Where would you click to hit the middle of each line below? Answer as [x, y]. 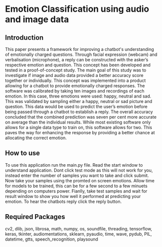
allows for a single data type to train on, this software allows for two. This [79, 127]
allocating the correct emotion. [36, 138]
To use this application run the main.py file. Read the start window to [74, 165]
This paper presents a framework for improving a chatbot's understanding [80, 49]
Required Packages [35, 217]
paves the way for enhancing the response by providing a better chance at [80, 133]
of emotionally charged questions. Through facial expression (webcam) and [81, 54]
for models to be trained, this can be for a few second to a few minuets [76, 186]
